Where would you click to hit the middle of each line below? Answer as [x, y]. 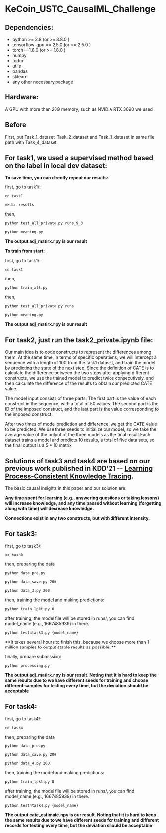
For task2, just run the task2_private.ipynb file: [79, 340]
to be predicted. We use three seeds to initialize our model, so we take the [81, 429]
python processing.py [28, 666]
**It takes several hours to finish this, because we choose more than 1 [77, 642]
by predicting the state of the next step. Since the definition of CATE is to [80, 368]
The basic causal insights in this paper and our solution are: [66, 488]
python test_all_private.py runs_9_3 [44, 223]
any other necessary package [43, 82]
